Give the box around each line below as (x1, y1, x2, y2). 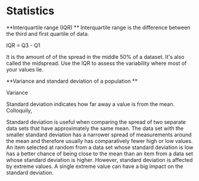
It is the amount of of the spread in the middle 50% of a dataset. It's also (6, 53, 185, 60)
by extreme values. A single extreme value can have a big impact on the (6, 163, 183, 170)
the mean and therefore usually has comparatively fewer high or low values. (6, 137, 193, 144)
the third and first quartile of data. (6, 30, 90, 37)
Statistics (6, 4, 55, 18)
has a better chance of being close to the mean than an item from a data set (6, 150, 193, 157)
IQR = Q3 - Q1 (6, 42, 41, 49)
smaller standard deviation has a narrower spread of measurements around (6, 131, 192, 138)
